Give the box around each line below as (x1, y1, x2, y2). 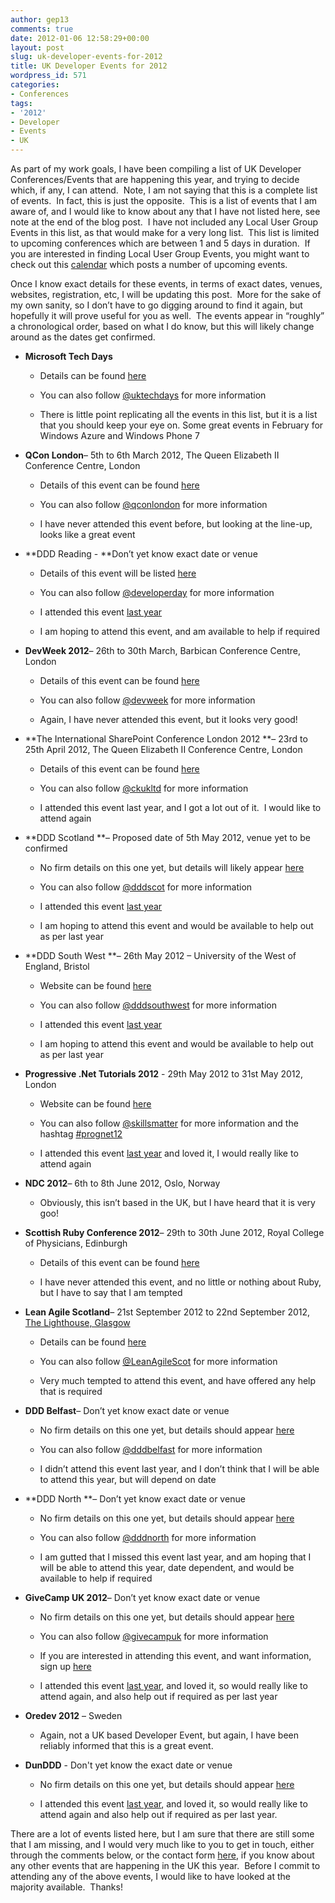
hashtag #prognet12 (39, 1128, 123, 1140)
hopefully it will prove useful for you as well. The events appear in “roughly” (10, 310, 325, 321)
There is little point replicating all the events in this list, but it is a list (39, 409, 318, 420)
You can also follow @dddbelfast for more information (39, 1444, 263, 1455)
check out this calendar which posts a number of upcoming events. (10, 259, 288, 270)
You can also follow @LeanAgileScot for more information (39, 1356, 278, 1367)
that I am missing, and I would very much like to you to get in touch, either (10, 1839, 315, 1850)
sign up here (39, 1661, 92, 1672)
